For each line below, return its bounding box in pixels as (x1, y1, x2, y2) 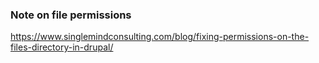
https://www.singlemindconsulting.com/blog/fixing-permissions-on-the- (10, 31, 310, 43)
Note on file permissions (10, 8, 132, 22)
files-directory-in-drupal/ (10, 41, 114, 53)
